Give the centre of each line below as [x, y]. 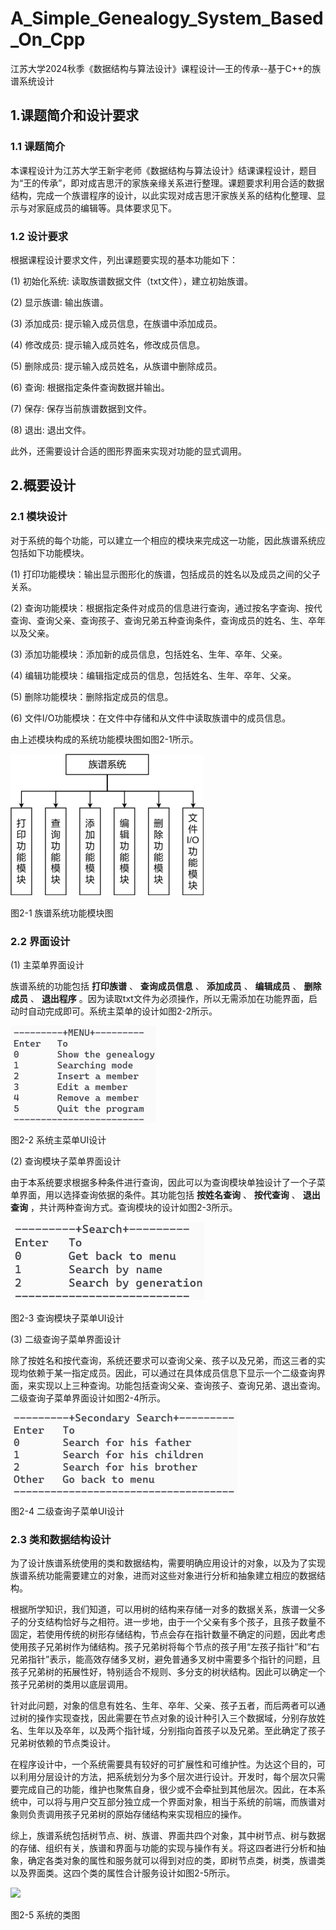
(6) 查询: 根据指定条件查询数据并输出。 [90, 387]
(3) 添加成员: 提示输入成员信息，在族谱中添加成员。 [116, 323]
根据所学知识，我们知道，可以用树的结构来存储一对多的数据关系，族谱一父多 [168, 1609]
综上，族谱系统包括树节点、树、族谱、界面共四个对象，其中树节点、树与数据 [168, 1836]
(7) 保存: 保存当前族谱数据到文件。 [81, 408]
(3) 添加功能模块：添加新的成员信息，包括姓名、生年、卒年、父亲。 [149, 654]
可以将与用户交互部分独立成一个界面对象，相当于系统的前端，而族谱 [176, 1802]
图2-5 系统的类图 [45, 1915]
